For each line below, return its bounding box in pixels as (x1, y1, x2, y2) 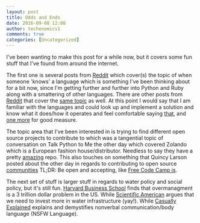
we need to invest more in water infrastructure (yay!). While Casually (6, 197, 177, 204)
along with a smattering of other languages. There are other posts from (6, 91, 183, 98)
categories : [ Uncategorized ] (6, 37, 80, 43)
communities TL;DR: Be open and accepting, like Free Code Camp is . (6, 166, 178, 174)
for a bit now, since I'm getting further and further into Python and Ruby (6, 84, 184, 91)
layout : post (6, 8, 39, 15)
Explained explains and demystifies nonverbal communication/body (6, 204, 175, 211)
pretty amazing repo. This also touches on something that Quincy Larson (6, 154, 187, 160)
